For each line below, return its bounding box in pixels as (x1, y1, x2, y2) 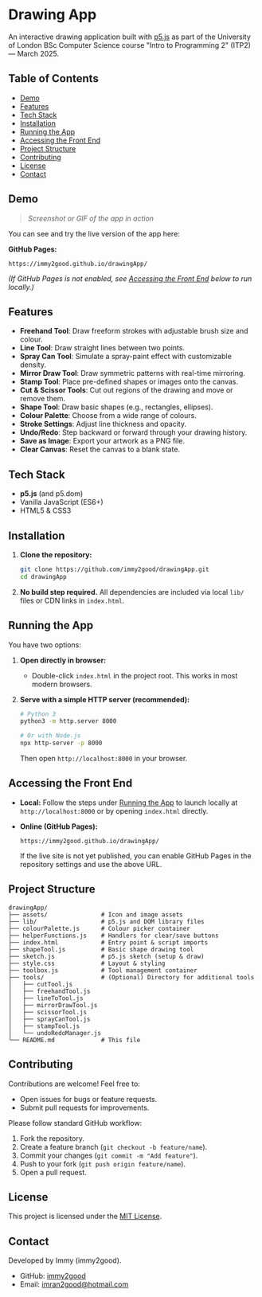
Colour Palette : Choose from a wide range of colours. (19, 411, 197, 420)
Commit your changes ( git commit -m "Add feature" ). (19, 1151, 198, 1160)
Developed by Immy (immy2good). (8, 1256, 122, 1265)
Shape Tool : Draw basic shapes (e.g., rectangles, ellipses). (19, 402, 213, 412)
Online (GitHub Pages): (19, 822, 98, 831)
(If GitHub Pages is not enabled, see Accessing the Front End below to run (8, 273, 252, 283)
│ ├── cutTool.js (8, 980, 73, 988)
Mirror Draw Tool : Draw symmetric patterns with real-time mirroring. (19, 369, 245, 378)
